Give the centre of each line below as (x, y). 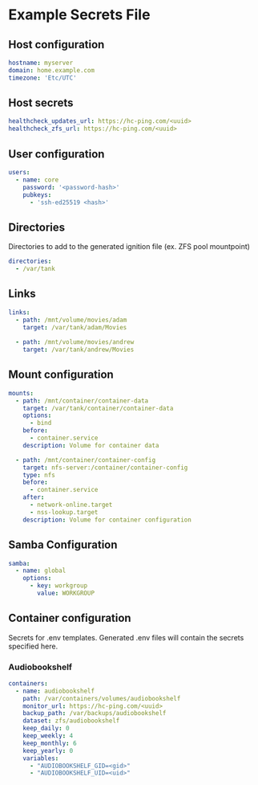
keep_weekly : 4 (48, 736)
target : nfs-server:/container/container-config (105, 468)
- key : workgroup (58, 586)
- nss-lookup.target (64, 512)
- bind (40, 423)
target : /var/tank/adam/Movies (75, 327)
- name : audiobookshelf (55, 691)
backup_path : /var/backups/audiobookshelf (95, 713)
